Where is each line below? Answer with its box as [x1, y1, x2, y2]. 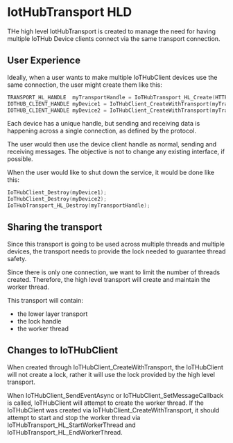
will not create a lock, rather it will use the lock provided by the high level [7, 370, 215, 378]
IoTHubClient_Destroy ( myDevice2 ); [7, 196, 107, 203]
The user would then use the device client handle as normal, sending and [7, 140, 217, 149]
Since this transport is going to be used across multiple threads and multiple [7, 240, 225, 248]
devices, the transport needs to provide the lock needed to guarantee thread [7, 247, 226, 256]
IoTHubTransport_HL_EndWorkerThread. [7, 428, 123, 436]
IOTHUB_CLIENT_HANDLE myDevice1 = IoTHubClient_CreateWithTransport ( [7, 100, 213, 108]
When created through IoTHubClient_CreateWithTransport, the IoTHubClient [7, 362, 224, 371]
